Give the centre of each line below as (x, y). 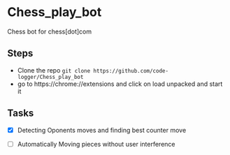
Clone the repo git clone (54, 70)
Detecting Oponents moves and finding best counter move (102, 130)
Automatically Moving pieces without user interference (96, 144)
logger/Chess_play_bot (50, 77)
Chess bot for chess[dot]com (50, 31)
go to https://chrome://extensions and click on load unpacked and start (120, 84)
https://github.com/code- (131, 71)
